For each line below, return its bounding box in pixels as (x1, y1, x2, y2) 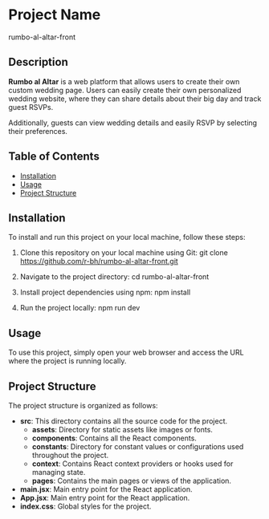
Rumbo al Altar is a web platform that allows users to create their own (8, 76, 240, 86)
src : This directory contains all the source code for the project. (19, 416, 227, 426)
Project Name (8, 6, 101, 24)
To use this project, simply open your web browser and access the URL (8, 347, 244, 358)
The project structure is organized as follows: (8, 401, 158, 410)
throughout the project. (31, 451, 109, 460)
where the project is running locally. (8, 356, 127, 366)
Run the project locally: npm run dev (19, 303, 141, 313)
